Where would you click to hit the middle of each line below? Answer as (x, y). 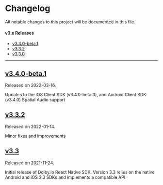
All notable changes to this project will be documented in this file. (70, 22)
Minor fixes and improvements (35, 136)
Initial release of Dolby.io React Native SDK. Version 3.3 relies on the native (80, 172)
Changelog (28, 8)
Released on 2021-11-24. (30, 163)
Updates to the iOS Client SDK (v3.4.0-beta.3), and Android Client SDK (76, 94)
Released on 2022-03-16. (31, 85)
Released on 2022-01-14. (30, 127)
